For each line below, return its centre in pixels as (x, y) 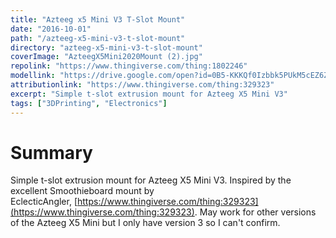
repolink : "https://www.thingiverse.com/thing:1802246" (129, 66)
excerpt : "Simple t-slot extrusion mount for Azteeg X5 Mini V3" (149, 94)
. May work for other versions (255, 212)
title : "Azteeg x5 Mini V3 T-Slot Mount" (98, 19)
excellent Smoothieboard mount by (82, 191)
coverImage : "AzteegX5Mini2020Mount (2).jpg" (106, 57)
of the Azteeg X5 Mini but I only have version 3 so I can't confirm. (145, 223)
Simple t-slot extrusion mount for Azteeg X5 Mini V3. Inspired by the (151, 180)
